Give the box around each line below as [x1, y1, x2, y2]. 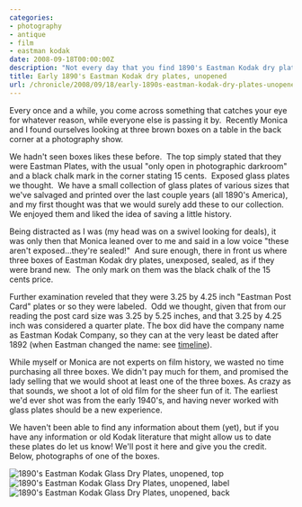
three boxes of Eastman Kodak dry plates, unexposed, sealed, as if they [9, 254, 275, 266]
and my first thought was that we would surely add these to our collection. [9, 199, 285, 210]
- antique [9, 30, 47, 39]
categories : [9, 13, 54, 23]
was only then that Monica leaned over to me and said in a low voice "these [9, 235, 289, 246]
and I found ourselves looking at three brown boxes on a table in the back [9, 123, 281, 135]
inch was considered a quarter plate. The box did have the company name [9, 320, 285, 330]
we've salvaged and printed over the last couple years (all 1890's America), [9, 189, 289, 200]
